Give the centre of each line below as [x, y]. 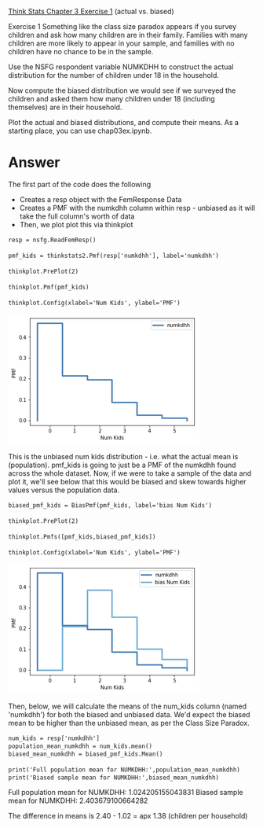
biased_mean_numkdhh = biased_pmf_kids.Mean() [86, 754]
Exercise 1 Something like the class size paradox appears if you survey [122, 26]
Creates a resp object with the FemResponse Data [100, 199]
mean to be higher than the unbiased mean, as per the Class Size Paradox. [129, 723]
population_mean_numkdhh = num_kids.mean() [80, 746]
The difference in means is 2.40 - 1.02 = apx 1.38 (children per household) [128, 815]
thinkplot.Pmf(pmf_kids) [49, 287]
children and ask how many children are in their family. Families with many [128, 35]
